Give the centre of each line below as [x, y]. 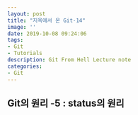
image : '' [22, 27]
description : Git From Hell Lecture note [69, 60]
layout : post [27, 14]
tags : [15, 40]
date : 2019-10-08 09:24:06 [47, 34]
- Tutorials [25, 54]
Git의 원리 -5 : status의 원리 [66, 103]
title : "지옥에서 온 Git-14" [47, 20]
